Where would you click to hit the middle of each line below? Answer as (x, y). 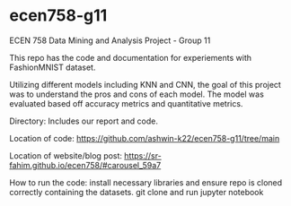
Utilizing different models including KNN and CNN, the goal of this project (145, 84)
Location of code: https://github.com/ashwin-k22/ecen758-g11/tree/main (145, 138)
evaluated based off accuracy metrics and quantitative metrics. (126, 103)
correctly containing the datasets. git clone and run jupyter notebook (137, 192)
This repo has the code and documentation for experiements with (131, 57)
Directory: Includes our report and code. (84, 121)
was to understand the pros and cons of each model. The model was (137, 94)
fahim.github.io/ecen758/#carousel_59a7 (85, 165)
